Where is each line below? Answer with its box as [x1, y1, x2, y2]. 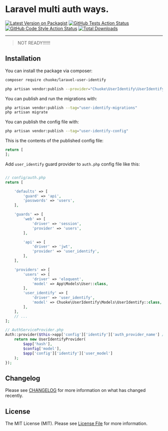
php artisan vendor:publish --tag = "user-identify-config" [5, 129, 128, 134]
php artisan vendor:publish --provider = [5, 86, 91, 91]
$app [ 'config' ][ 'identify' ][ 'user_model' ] [23, 351, 113, 356]
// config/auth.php [5, 175, 46, 180]
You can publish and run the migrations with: [5, 95, 97, 101]
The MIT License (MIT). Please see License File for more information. [5, 420, 147, 426]
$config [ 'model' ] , [23, 346, 61, 351]
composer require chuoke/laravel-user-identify [5, 77, 106, 82]
